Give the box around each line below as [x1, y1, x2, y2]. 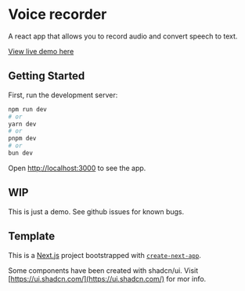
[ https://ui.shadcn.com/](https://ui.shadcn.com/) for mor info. [8, 274, 207, 283]
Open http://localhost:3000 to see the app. [8, 163, 146, 173]
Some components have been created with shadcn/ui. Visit [8, 265, 198, 275]
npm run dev [8, 105, 47, 113]
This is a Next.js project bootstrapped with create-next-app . [8, 250, 202, 260]
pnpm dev [8, 135, 37, 143]
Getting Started [8, 69, 85, 83]
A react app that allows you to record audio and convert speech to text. [8, 31, 238, 41]
